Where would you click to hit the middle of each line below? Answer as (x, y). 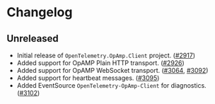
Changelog (40, 12)
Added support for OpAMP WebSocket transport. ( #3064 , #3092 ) (112, 70)
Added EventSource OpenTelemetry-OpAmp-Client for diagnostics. (111, 85)
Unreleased (33, 39)
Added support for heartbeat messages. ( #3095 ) (88, 78)
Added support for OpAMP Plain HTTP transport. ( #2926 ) (100, 63)
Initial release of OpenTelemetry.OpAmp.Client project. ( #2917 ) (106, 55)
